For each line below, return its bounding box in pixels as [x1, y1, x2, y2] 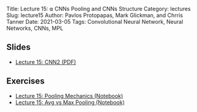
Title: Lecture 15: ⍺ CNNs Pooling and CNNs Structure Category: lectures [6, 5, 191, 12]
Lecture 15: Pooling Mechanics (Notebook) [15, 92, 123, 99]
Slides [6, 42, 31, 52]
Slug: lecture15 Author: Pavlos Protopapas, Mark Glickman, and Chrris [6, 12, 183, 19]
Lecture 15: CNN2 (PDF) [15, 58, 77, 66]
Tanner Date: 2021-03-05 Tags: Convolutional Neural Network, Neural [6, 18, 183, 25]
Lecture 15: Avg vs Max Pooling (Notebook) [15, 99, 125, 106]
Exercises [6, 76, 45, 86]
